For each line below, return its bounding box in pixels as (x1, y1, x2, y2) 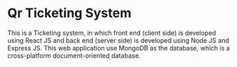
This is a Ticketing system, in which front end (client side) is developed (7, 29, 216, 37)
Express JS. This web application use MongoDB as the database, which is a (7, 43, 231, 52)
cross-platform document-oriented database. (7, 51, 141, 60)
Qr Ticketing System (7, 5, 132, 21)
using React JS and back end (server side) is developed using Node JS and (7, 36, 230, 44)
